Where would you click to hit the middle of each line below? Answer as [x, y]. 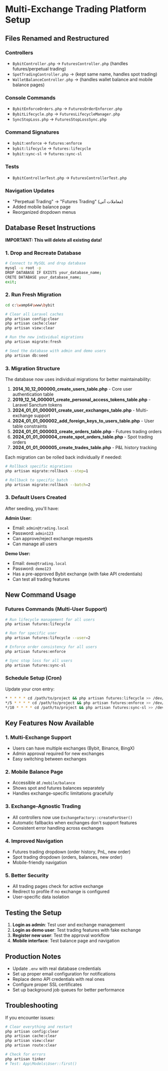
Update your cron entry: [30, 689]
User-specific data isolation [41, 897]
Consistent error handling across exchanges [58, 828]
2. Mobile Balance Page [34, 772]
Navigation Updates [30, 190]
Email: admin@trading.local [40, 528]
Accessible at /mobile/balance [44, 783]
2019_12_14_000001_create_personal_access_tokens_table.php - [81, 400]
